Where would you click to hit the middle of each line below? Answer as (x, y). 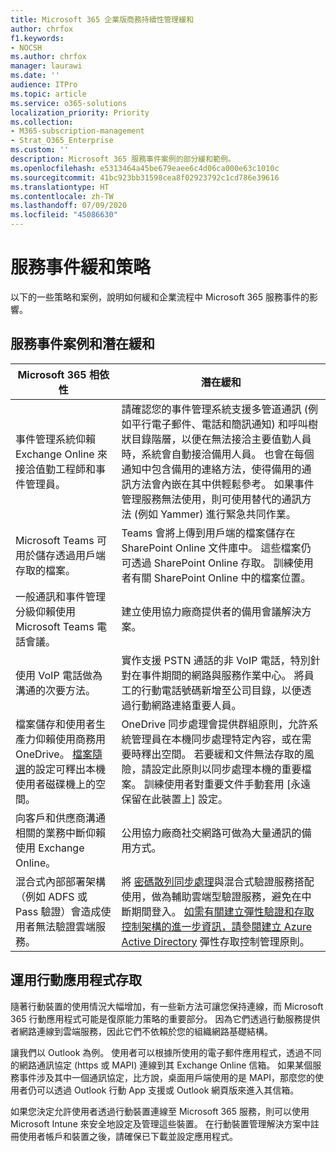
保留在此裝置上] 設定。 (174, 799)
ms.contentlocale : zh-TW (62, 196)
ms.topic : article (48, 94)
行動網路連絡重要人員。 (186, 705)
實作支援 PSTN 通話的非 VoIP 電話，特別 (216, 660)
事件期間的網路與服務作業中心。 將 (223, 675)
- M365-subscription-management (77, 131)
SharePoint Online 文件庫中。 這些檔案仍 (216, 548)
